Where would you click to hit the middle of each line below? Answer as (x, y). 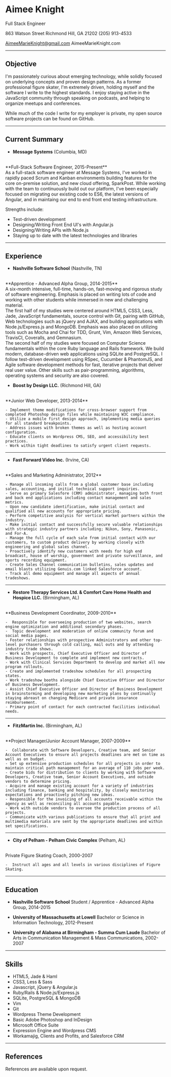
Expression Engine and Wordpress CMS (54, 1030)
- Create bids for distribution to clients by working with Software (81, 772)
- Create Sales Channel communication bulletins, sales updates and (79, 565)
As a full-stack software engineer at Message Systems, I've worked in (79, 172)
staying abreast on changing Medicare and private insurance (72, 698)
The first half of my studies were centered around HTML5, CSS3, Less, (79, 311)
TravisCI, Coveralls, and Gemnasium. (44, 338)
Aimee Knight (35, 9)
